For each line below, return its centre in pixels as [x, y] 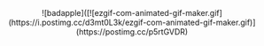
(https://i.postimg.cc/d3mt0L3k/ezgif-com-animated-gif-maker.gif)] [132, 22]
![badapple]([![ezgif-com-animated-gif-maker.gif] [132, 13]
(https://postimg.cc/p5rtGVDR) [132, 32]
